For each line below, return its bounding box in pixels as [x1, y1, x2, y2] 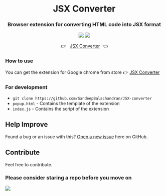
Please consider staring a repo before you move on [5, 174, 132, 181]
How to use [5, 57, 34, 64]
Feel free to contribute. [5, 161, 53, 167]
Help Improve [5, 120, 48, 129]
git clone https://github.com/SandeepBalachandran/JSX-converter [12, 96, 152, 101]
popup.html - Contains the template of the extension [12, 101, 120, 107]
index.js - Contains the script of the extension [12, 106, 109, 112]
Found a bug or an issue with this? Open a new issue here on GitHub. [5, 134, 148, 140]
